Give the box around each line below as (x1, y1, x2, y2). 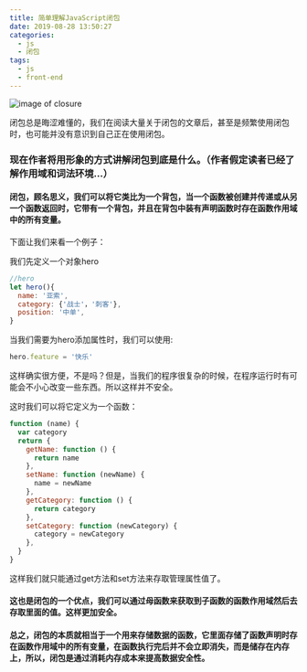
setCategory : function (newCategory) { (26, 521, 178, 530)
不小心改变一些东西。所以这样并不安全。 (25, 381, 178, 392)
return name (33, 453, 79, 463)
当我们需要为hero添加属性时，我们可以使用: (9, 335, 174, 346)
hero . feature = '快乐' (9, 353, 93, 362)
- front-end (17, 73, 64, 82)
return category (33, 504, 96, 513)
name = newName (33, 479, 92, 488)
